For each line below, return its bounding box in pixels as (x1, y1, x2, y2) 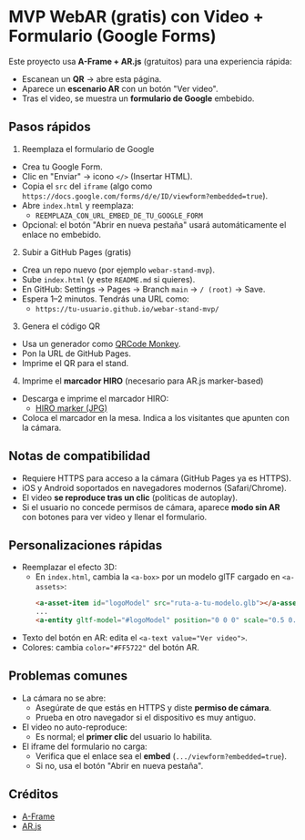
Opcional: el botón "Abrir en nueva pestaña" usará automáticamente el (21, 219, 287, 230)
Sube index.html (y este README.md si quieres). (21, 273, 196, 284)
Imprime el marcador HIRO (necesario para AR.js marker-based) (21, 375, 264, 386)
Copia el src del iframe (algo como (21, 180, 153, 191)
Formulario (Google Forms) (8, 26, 217, 46)
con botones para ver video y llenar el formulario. (21, 511, 208, 522)
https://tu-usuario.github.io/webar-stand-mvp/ (35, 304, 219, 313)
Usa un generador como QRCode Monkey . (21, 338, 181, 349)
